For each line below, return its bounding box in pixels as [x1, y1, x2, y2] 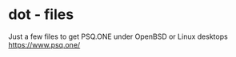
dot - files [8, 6, 74, 24]
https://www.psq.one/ [8, 40, 81, 49]
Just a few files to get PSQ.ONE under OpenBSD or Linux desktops [8, 32, 228, 41]
